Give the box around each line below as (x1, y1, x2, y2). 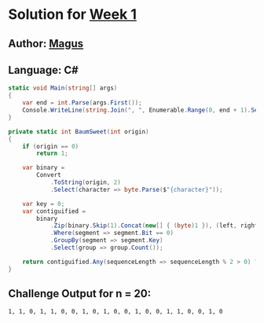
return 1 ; (36, 149, 68, 158)
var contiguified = (22, 207, 86, 215)
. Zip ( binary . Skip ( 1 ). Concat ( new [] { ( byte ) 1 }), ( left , (49, 222, 237, 229)
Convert (36, 171, 61, 179)
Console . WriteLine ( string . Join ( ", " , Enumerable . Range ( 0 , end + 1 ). (22, 106, 251, 115)
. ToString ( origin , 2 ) (49, 178, 122, 186)
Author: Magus (8, 37, 84, 50)
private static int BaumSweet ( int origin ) (8, 127, 149, 135)
